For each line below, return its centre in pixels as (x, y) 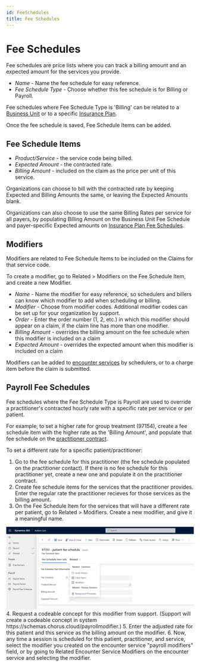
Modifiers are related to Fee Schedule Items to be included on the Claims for (100, 259)
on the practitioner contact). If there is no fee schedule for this (91, 468)
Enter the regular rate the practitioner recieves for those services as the (102, 493)
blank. (14, 202)
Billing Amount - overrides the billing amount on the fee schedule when (102, 332)
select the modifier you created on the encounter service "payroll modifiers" (100, 646)
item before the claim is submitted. (49, 369)
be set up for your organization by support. (68, 313)
